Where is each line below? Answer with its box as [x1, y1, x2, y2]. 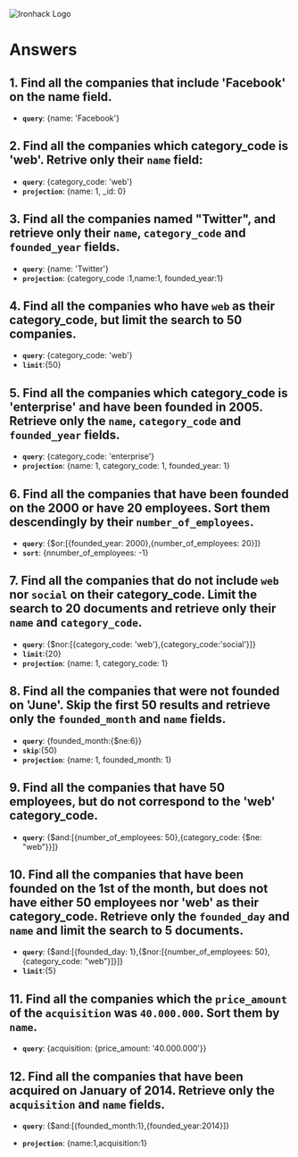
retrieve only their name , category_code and [9, 226, 246, 241]
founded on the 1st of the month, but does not [9, 880, 269, 896]
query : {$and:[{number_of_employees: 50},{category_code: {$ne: [21, 831, 262, 843]
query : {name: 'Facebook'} [21, 112, 120, 123]
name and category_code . [9, 615, 143, 630]
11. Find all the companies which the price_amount [9, 991, 287, 1006]
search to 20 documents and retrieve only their [9, 601, 277, 616]
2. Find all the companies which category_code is [9, 138, 288, 154]
